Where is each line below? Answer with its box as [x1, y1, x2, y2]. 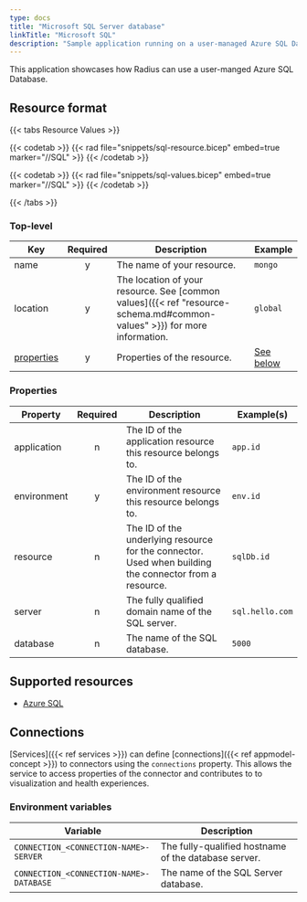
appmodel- [253, 748, 296, 759]
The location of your [116, 273, 204, 286]
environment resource [126, 483, 221, 496]
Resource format [9, 100, 108, 115]
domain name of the [126, 605, 213, 618]
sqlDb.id [231, 551, 270, 562]
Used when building [126, 556, 212, 568]
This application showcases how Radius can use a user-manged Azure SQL [9, 64, 294, 75]
